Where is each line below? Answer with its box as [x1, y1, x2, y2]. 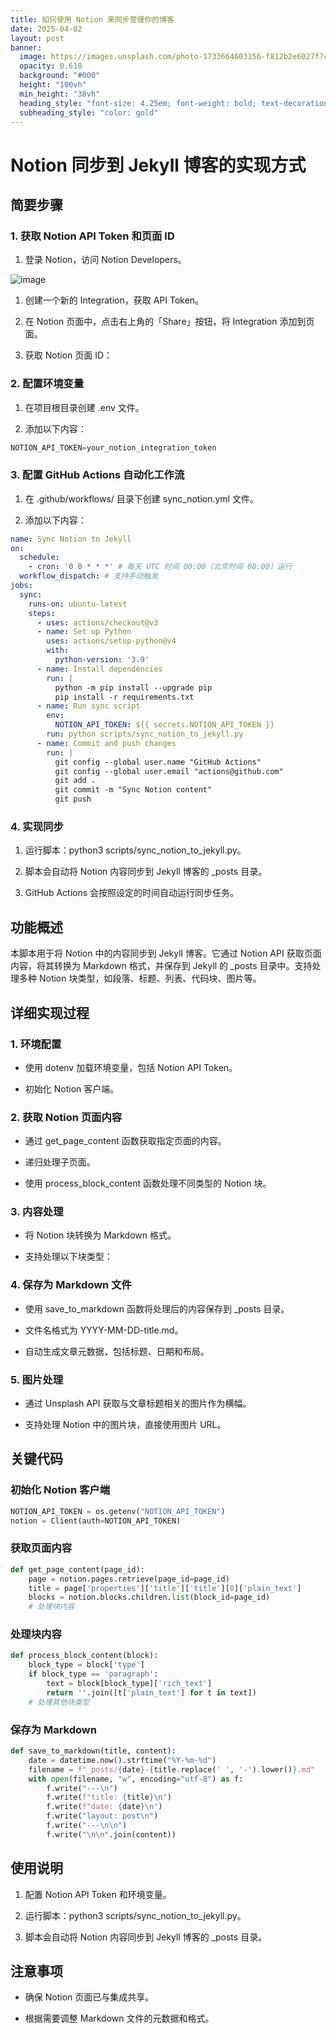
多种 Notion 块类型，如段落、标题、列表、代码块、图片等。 [18, 972, 262, 985]
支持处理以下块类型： [24, 1251, 113, 1263]
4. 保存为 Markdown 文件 [10, 1278, 132, 1292]
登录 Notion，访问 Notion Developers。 [24, 254, 187, 266]
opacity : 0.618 [19, 61, 83, 71]
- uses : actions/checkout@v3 [36, 617, 159, 628]
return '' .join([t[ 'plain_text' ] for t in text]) [46, 1687, 257, 1698]
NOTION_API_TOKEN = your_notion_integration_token [10, 442, 217, 453]
